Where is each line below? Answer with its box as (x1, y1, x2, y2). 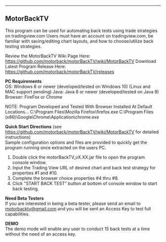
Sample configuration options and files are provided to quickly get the (5, 139, 147, 145)
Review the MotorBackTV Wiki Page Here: (5, 53, 90, 59)
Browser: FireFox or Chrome (5, 94, 63, 100)
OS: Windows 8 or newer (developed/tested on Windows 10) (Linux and (5, 83, 151, 89)
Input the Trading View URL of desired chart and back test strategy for (12, 164, 156, 170)
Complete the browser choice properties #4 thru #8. (12, 175, 119, 181)
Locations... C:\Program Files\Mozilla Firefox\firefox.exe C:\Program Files (5, 109, 154, 115)
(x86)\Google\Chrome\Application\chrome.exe (5, 114, 99, 120)
